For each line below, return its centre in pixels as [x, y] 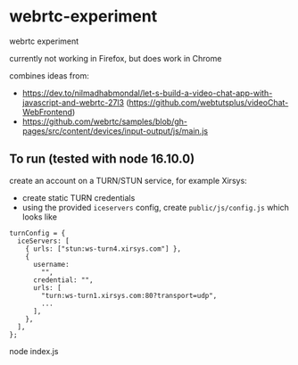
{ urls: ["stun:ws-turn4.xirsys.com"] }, [103, 249]
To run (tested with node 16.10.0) [102, 159]
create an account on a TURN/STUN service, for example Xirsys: [128, 180]
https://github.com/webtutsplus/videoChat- [209, 102]
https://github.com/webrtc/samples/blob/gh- [105, 121]
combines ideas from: [49, 75]
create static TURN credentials [79, 197]
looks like [40, 217]
